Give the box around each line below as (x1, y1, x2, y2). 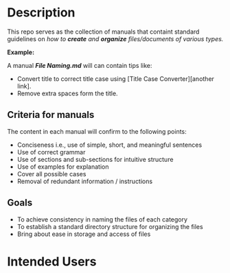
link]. (16, 82, 32, 90)
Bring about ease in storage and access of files (16, 230, 151, 238)
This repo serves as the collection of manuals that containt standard (7, 27, 200, 36)
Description (7, 5, 76, 21)
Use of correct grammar (16, 147, 86, 156)
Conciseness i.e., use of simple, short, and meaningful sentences (16, 141, 203, 149)
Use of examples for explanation (16, 163, 109, 171)
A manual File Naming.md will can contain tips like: (7, 61, 152, 69)
